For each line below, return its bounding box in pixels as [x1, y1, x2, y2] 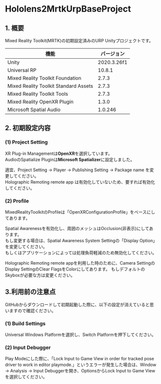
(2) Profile [5, 198, 29, 204]
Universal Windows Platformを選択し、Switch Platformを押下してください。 [5, 332, 156, 338]
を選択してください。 [5, 374, 47, 380]
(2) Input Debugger [5, 344, 51, 351]
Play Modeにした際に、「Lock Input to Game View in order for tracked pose [5, 356, 154, 362]
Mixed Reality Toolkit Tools [7, 91, 69, 97]
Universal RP [7, 67, 37, 73]
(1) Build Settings [5, 320, 46, 327]
